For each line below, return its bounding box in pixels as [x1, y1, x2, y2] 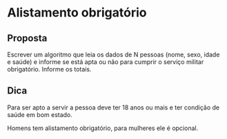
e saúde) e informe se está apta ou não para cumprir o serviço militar [7, 58, 204, 66]
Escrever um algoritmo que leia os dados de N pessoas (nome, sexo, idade [7, 50, 220, 58]
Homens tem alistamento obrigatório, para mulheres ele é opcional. [7, 124, 199, 132]
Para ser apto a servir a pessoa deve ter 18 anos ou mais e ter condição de [7, 103, 219, 111]
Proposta [7, 32, 48, 44]
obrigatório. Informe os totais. [7, 65, 92, 73]
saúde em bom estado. [7, 110, 72, 118]
